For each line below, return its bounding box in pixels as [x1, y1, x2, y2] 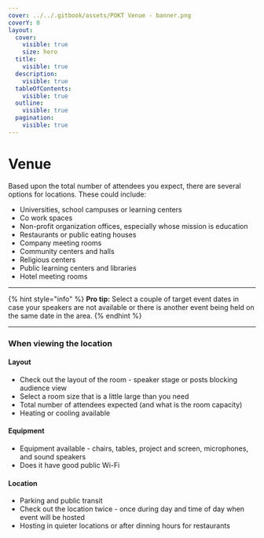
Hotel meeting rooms [19, 271, 88, 281]
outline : [15, 99, 44, 107]
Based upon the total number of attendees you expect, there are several [8, 181, 241, 190]
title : [15, 56, 37, 64]
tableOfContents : [15, 84, 72, 93]
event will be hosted [19, 513, 85, 522]
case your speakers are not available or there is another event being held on [8, 302, 255, 311]
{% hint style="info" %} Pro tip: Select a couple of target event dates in [8, 294, 240, 304]
